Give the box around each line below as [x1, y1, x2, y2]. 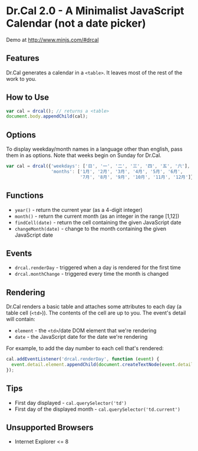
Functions [6, 191, 44, 201]
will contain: [6, 316, 35, 323]
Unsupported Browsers [6, 423, 94, 433]
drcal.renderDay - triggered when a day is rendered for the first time [14, 264, 181, 271]
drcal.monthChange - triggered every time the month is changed [14, 270, 169, 277]
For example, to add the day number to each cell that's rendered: [6, 345, 164, 352]
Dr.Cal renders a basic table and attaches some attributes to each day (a [6, 303, 182, 311]
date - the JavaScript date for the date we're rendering [14, 334, 148, 341]
